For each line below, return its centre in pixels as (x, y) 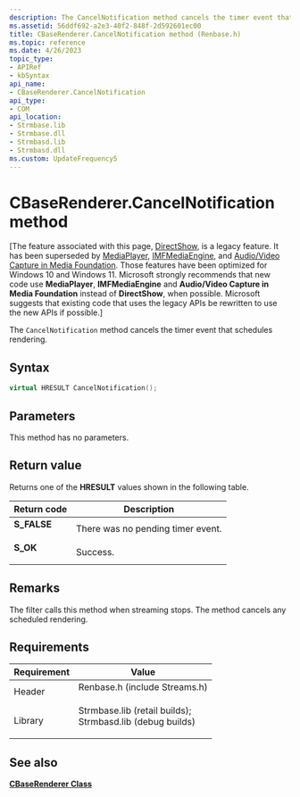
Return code (41, 509)
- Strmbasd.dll (37, 150)
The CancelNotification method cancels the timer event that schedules (141, 330)
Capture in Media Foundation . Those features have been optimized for (138, 265)
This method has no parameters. (69, 437)
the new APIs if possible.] (56, 312)
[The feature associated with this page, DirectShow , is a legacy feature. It (144, 246)
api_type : (28, 100)
